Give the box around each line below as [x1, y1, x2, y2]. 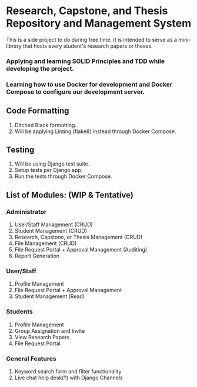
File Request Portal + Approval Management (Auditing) [14, 246, 148, 253]
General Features [6, 355, 57, 363]
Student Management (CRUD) [14, 227, 87, 234]
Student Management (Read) [14, 293, 85, 300]
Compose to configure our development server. [6, 87, 145, 95]
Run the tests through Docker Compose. [14, 173, 113, 180]
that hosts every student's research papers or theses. [22, 42, 153, 49]
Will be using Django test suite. [14, 160, 90, 167]
